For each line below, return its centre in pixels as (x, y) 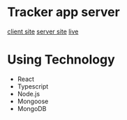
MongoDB (32, 108)
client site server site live (43, 31)
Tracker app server (63, 12)
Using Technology (61, 60)
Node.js (29, 93)
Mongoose (33, 101)
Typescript (33, 86)
